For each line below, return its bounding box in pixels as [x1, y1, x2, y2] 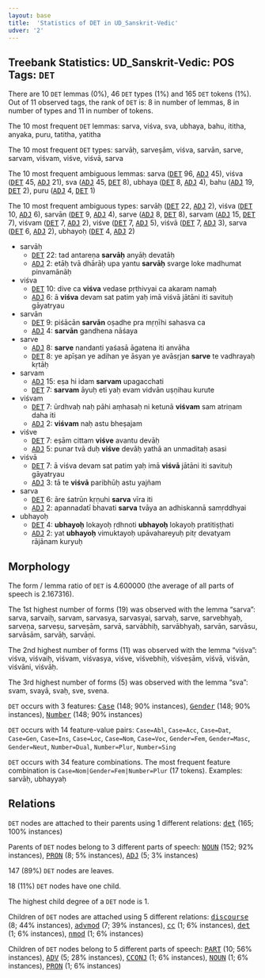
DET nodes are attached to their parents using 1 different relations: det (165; [8, 818, 254, 827]
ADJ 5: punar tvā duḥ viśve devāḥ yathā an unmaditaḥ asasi [31, 444, 227, 454]
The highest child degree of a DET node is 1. [8, 896, 150, 906]
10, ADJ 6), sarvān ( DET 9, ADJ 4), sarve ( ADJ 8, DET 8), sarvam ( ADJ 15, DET [8, 209, 256, 219]
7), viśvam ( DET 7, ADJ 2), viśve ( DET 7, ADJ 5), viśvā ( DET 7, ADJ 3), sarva [8, 218, 248, 228]
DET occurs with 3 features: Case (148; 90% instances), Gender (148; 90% [8, 701, 251, 711]
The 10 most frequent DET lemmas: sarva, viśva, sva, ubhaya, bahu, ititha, [8, 121, 247, 131]
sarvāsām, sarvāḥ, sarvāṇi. [8, 630, 97, 639]
